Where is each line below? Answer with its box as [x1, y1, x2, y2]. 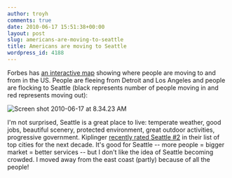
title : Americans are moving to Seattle [7, 43, 128, 50]
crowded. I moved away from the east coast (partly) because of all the [7, 155, 210, 163]
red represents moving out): [7, 90, 88, 99]
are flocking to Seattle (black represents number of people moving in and [7, 83, 219, 92]
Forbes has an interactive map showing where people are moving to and [7, 68, 216, 77]
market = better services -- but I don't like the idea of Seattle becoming [7, 148, 214, 156]
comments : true [7, 17, 52, 24]
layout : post [7, 29, 46, 37]
